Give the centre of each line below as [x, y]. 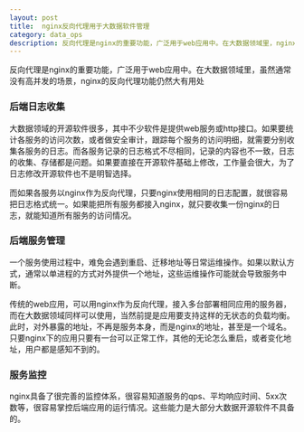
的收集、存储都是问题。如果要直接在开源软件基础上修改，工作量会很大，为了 [152, 162]
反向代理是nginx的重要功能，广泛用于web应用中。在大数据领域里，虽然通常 [151, 70]
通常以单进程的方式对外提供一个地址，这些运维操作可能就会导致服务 [152, 273]
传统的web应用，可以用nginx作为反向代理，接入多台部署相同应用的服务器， [151, 304]
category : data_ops [46, 34]
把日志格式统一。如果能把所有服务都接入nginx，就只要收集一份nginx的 [141, 203]
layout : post [34, 18]
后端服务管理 [38, 240]
